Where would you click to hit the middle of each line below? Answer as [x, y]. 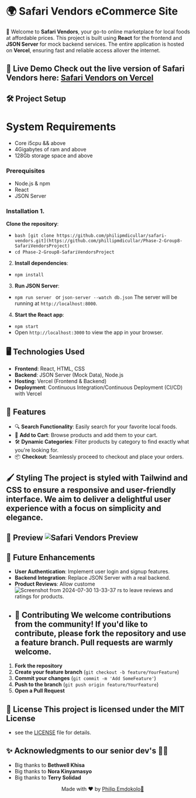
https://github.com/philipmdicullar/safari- [112, 236]
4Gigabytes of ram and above [50, 149]
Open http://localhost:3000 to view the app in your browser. [89, 333]
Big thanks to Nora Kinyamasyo [53, 771]
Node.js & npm [32, 183]
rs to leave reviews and [145, 590]
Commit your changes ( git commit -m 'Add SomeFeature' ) [85, 678]
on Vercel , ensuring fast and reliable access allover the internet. [83, 50]
